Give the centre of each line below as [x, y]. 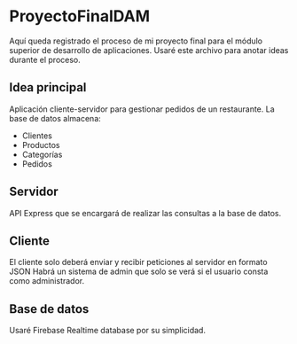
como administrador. [47, 281]
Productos [41, 145]
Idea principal [48, 87]
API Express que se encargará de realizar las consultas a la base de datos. [145, 213]
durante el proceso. [45, 59]
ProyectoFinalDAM [80, 16]
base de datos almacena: [55, 118]
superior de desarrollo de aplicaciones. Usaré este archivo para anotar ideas [149, 50]
